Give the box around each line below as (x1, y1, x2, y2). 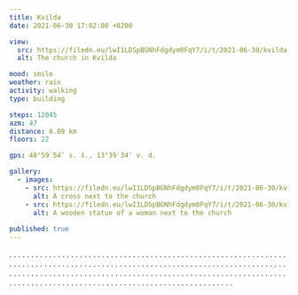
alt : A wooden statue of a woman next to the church (32, 208, 232, 217)
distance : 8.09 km (9, 127, 77, 136)
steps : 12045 (9, 110, 58, 120)
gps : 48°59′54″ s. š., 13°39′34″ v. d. (9, 151, 157, 160)
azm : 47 (9, 119, 38, 128)
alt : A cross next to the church (32, 191, 157, 200)
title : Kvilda (9, 12, 62, 22)
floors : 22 (9, 135, 50, 144)
